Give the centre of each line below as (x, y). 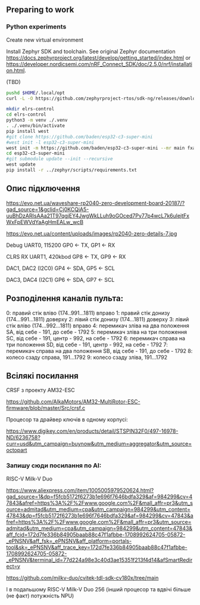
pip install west (28, 131)
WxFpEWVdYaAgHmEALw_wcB (45, 222)
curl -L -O (20, 98)
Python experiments (36, 27)
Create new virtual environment (45, 40)
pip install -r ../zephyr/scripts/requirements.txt (71, 170)
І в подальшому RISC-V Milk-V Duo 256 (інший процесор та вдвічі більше (99, 589)
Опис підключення (43, 189)
